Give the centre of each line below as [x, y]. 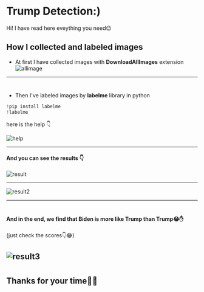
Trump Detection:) [54, 11]
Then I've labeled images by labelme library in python [83, 95]
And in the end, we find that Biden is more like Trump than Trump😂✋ [95, 219]
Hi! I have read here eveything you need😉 [59, 28]
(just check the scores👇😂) [40, 235]
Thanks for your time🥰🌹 [52, 281]
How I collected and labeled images [75, 47]
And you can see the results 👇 [45, 158]
